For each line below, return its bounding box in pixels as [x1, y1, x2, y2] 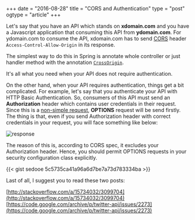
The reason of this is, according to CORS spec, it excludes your [6, 142, 159, 148]
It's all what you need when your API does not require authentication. [6, 70, 173, 77]
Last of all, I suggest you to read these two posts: [6, 177, 125, 184]
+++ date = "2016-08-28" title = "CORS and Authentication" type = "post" [6, 5, 185, 12]
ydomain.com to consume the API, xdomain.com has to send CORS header [6, 35, 187, 42]
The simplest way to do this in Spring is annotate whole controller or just [6, 53, 180, 59]
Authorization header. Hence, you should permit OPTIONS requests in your [6, 148, 187, 155]
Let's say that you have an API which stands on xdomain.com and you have [6, 23, 189, 29]
